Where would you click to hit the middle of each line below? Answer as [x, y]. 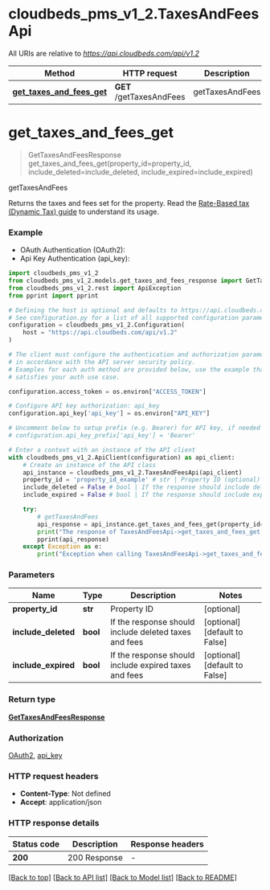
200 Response [95, 857]
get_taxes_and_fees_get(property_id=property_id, [110, 163]
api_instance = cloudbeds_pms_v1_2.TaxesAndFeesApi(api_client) [133, 472]
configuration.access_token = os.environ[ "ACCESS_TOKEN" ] [107, 392]
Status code [36, 843]
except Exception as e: [63, 547]
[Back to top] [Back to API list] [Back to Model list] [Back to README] [123, 877]
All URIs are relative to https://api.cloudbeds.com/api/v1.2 [104, 53]
